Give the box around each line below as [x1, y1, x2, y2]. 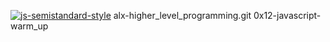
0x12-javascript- [253, 10, 322, 21]
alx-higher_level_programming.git [113, 10, 252, 21]
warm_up [10, 20, 49, 32]
